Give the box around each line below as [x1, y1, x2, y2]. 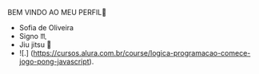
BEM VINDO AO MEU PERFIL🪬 [7, 8, 107, 17]
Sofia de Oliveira [18, 23, 74, 32]
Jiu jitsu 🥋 [18, 40, 52, 49]
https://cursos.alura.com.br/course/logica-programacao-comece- [33, 49, 251, 57]
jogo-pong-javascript [18, 56, 90, 66]
